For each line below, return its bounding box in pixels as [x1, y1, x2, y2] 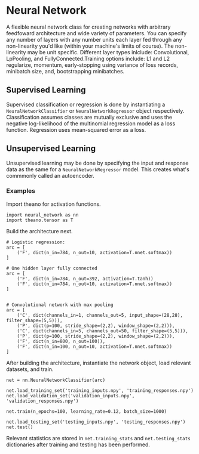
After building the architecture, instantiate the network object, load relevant [6, 359, 191, 366]
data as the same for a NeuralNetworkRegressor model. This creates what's [6, 165, 189, 173]
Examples [6, 187, 36, 195]
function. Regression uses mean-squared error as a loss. [6, 126, 146, 133]
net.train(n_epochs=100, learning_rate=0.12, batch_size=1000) [6, 408, 167, 415]
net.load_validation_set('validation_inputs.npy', [6, 393, 135, 399]
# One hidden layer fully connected [6, 265, 97, 271]
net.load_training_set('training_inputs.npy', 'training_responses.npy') [6, 387, 194, 394]
